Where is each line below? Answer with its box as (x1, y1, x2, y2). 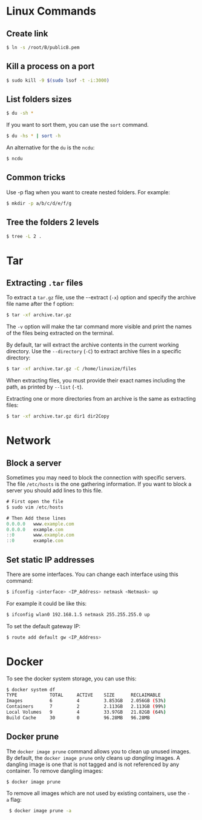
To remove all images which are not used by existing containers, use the (6, 790, 186, 797)
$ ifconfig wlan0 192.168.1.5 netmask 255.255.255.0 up (6, 611, 150, 617)
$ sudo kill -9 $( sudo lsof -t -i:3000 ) (6, 77, 110, 83)
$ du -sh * (6, 110, 34, 117)
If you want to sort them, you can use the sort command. (6, 121, 149, 129)
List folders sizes (6, 94, 72, 104)
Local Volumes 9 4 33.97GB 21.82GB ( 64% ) (6, 709, 166, 715)
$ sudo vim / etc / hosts (6, 504, 64, 510)
